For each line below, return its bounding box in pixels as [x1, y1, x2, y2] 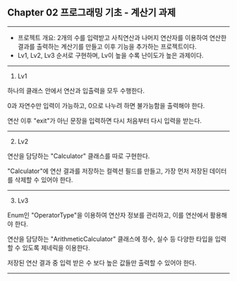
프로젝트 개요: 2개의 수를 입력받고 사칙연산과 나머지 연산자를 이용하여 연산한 [17, 33, 227, 42]
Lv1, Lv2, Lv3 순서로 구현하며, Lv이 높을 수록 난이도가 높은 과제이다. [17, 51, 204, 59]
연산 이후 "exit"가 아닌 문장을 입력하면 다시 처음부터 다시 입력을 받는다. [7, 116, 202, 125]
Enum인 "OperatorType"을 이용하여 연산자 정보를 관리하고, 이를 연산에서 [7, 210, 209, 219]
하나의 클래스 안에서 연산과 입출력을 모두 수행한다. [7, 86, 145, 95]
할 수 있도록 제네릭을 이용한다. [7, 243, 90, 252]
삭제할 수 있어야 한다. [14, 175, 73, 184]
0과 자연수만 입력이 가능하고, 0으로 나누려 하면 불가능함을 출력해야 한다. [7, 101, 205, 109]
